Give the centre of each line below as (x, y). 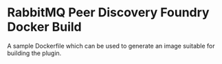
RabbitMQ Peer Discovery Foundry (108, 13)
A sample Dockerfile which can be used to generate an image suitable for (111, 46)
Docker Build (44, 27)
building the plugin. (34, 53)
